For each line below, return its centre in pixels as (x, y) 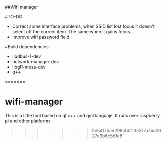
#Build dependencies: (28, 46)
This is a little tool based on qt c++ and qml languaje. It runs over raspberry (83, 115)
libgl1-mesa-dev (29, 67)
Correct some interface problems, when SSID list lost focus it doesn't (83, 26)
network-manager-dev (36, 61)
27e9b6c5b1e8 (107, 136)
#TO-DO (14, 17)
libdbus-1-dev (27, 56)
